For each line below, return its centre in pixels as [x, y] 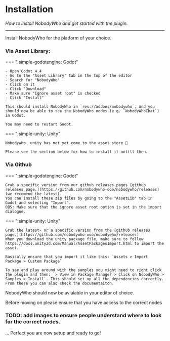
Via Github [18, 164]
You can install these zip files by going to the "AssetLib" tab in [79, 198]
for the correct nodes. [33, 322]
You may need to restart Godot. [39, 124]
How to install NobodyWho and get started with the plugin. [67, 23]
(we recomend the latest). [34, 194]
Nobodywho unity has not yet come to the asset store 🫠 [67, 143]
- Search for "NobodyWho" [32, 80]
